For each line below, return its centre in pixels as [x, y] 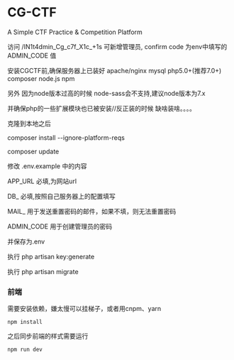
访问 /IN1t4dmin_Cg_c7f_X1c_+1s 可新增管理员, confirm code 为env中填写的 [117, 46]
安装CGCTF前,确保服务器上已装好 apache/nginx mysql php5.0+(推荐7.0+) [115, 70]
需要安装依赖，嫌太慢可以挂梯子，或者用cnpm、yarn [84, 309]
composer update [33, 151]
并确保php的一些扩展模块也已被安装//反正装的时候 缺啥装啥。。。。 [102, 108]
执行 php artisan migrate [43, 271]
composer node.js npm [41, 78]
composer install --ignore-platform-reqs [66, 137]
